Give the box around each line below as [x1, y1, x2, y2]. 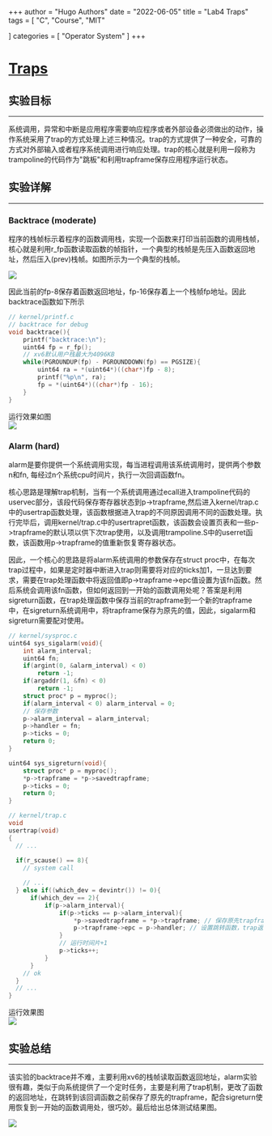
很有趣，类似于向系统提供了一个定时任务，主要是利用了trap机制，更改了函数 [8, 1082, 263, 1091]
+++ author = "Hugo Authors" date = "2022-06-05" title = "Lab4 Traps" [8, 7, 249, 16]
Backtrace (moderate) [8, 215, 97, 226]
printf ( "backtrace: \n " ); [23, 335, 107, 343]
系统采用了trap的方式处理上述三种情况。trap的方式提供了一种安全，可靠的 [15, 134, 262, 144]
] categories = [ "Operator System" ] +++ [8, 32, 146, 40]
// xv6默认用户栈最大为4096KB [23, 351, 115, 359]
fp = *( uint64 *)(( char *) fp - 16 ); [37, 381, 154, 389]
